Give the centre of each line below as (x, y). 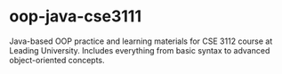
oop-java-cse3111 (76, 16)
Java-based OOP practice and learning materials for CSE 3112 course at (141, 41)
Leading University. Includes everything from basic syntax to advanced (140, 50)
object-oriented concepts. (57, 60)
